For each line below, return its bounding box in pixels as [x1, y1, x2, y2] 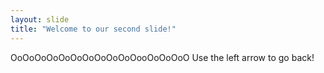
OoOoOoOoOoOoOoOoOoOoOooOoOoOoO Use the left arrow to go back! [10, 51, 315, 63]
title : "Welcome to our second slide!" [10, 24, 177, 34]
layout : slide [10, 14, 70, 25]
